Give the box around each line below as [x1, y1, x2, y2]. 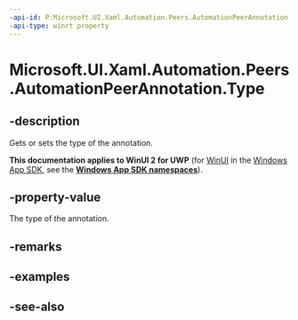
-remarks [9, 239, 62, 254]
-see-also [9, 300, 65, 315]
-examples [9, 269, 70, 284]
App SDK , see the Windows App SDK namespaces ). [9, 164, 203, 174]
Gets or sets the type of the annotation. [9, 137, 154, 148]
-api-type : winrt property [9, 21, 109, 30]
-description [9, 114, 80, 129]
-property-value [9, 189, 101, 204]
